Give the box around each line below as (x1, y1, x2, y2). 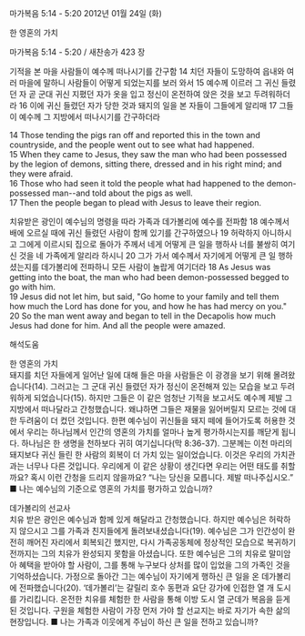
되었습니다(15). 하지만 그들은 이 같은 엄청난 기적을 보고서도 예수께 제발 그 (33, 392, 293, 403)
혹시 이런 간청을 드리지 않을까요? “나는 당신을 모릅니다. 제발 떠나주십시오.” (30, 472, 294, 482)
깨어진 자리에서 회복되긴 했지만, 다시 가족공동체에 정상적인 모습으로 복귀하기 (25, 537, 297, 548)
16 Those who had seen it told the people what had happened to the (9, 178, 265, 188)
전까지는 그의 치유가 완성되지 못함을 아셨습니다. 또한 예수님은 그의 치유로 (9, 549, 267, 559)
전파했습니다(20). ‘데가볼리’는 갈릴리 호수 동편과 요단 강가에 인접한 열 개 (18, 582, 275, 593)
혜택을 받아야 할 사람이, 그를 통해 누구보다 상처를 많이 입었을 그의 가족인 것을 (18, 560, 291, 570)
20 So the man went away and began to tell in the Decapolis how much (9, 310, 276, 321)
